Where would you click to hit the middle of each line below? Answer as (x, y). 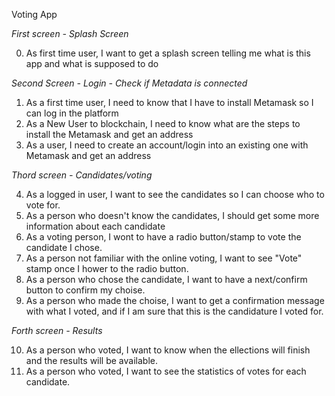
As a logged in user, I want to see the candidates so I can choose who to (175, 194)
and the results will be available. (91, 360)
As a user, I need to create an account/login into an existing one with (167, 145)
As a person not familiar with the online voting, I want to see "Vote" (164, 258)
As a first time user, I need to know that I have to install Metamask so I (169, 102)
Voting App (34, 14)
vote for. (43, 205)
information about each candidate (95, 226)
